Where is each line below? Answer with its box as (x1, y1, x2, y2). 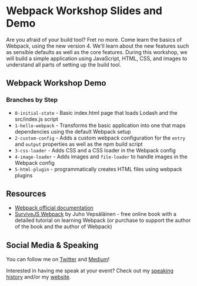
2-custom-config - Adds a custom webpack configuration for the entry (14, 134, 186, 141)
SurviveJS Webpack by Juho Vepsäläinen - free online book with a (14, 211, 176, 218)
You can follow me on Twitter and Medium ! (6, 256, 110, 263)
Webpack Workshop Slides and (6, 4, 163, 18)
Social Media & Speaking (6, 240, 99, 250)
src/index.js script (14, 115, 59, 122)
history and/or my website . (6, 274, 71, 281)
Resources (6, 189, 46, 199)
